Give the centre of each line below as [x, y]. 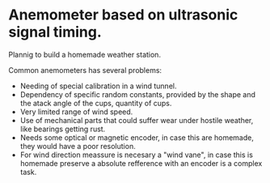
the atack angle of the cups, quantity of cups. [96, 103]
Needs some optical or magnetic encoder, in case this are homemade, [137, 137]
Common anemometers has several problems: [85, 70]
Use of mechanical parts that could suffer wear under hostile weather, [137, 120]
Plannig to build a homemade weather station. [85, 54]
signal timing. [55, 32]
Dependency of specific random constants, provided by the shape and [138, 94]
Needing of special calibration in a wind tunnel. [98, 86]
